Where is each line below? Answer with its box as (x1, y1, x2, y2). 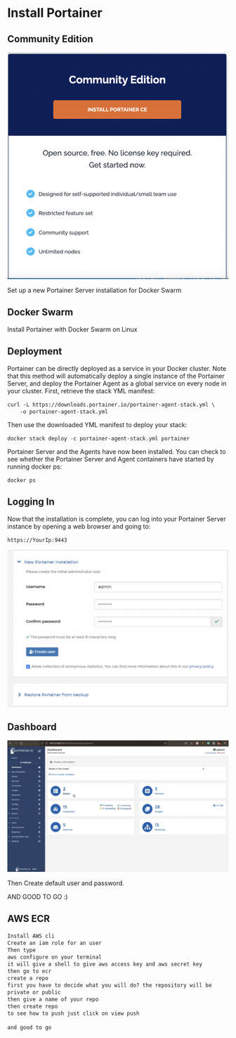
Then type (7, 947, 37, 954)
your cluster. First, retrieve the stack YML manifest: (7, 386, 155, 395)
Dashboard (7, 721, 57, 733)
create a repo (7, 975, 49, 982)
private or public (7, 989, 61, 996)
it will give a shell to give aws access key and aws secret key (7, 961, 202, 968)
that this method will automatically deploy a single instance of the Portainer (7, 372, 225, 380)
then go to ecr (7, 968, 52, 975)
